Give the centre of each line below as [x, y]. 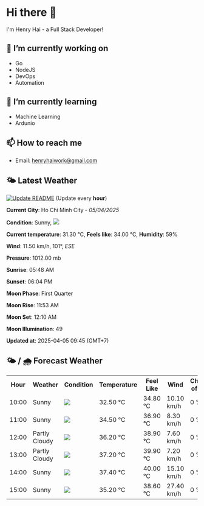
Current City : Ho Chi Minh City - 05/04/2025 [63, 210]
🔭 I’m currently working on [57, 48]
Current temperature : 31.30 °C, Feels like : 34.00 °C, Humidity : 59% [92, 235]
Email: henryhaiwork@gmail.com [56, 160]
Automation [29, 82]
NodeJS [25, 69]
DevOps [25, 76]
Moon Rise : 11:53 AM [33, 305]
